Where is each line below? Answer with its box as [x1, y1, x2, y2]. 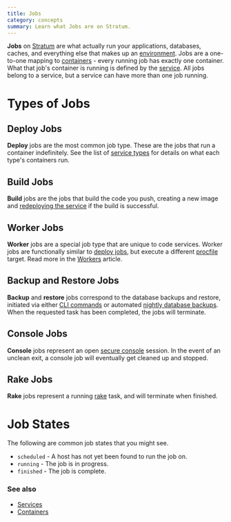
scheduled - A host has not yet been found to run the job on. [17, 452, 188, 460]
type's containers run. [7, 156, 70, 165]
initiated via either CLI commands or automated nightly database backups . [7, 300, 219, 308]
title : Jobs [7, 10, 41, 17]
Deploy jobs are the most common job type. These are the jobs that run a [7, 141, 216, 149]
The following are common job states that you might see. [7, 439, 169, 447]
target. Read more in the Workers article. [7, 255, 123, 263]
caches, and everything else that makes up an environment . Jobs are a [7, 49, 209, 57]
